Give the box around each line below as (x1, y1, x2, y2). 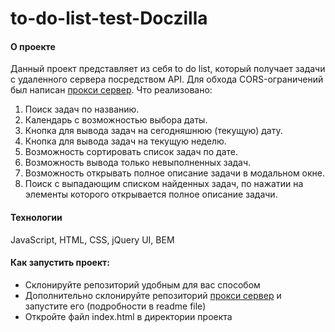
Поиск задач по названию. (24, 103, 140, 116)
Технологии (10, 211, 63, 223)
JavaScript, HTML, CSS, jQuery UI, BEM (10, 233, 175, 246)
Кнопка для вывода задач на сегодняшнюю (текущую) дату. (24, 125, 283, 137)
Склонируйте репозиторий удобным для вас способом (24, 278, 261, 291)
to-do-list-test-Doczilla (10, 7, 208, 30)
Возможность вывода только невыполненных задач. (24, 157, 252, 169)
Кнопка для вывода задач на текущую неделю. (24, 135, 227, 147)
